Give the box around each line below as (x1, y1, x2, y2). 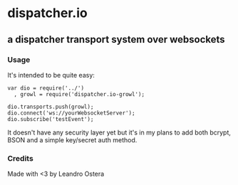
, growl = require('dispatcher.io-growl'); (14, 90, 145, 97)
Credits (7, 153, 33, 163)
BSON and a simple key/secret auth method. (7, 135, 138, 144)
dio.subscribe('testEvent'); (7, 115, 94, 122)
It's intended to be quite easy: (7, 70, 95, 79)
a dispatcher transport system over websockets (7, 33, 226, 46)
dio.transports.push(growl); (7, 103, 94, 110)
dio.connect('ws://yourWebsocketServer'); (7, 109, 135, 117)
